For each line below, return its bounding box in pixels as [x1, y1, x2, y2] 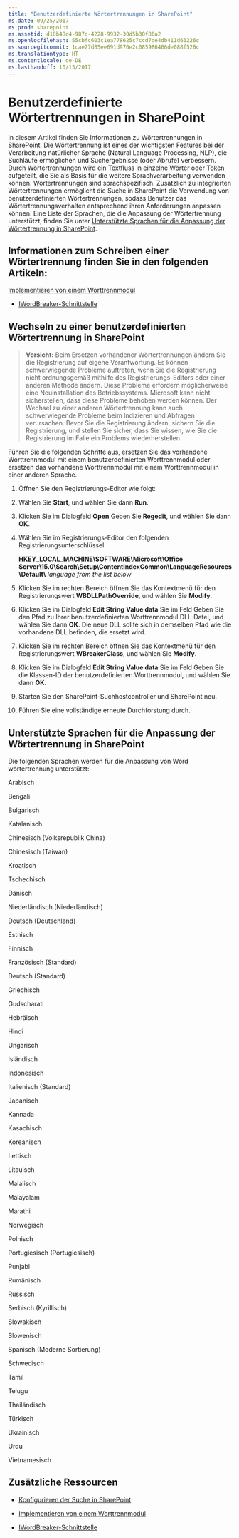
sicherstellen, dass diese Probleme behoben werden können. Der [25, 396, 218, 405]
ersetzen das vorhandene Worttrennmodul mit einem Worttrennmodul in [8, 463, 219, 472]
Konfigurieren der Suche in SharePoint [18, 1495, 132, 1504]
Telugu [8, 1387, 28, 1395]
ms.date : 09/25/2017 [8, 17, 70, 24]
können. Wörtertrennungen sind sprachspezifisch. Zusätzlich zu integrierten [8, 178, 232, 187]
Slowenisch [8, 1332, 42, 1340]
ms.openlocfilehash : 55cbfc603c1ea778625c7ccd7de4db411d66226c [8, 37, 200, 44]
